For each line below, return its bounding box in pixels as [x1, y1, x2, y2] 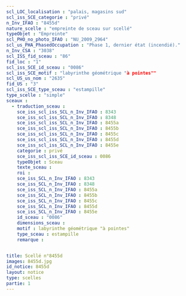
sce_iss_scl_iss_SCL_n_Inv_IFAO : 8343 [17, 109, 117, 115]
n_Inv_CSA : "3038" [6, 48, 55, 54]
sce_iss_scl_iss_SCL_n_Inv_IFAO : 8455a [17, 120, 119, 126]
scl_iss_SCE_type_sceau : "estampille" [6, 87, 106, 93]
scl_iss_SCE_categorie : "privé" [6, 14, 90, 20]
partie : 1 [6, 280, 31, 286]
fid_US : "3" [6, 81, 39, 87]
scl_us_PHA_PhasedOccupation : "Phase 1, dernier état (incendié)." [6, 42, 181, 48]
